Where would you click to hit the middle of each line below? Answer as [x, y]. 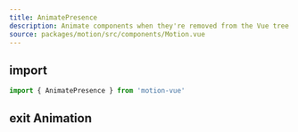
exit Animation [50, 118]
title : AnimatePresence [54, 17]
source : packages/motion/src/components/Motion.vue [107, 34]
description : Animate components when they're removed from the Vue [139, 26]
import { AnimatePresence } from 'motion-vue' [97, 91]
